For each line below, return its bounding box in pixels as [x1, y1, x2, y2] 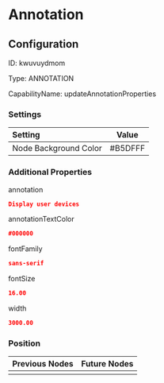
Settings [8, 109, 42, 120]
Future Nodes [81, 358, 134, 369]
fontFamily [8, 244, 43, 253]
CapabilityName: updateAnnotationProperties [8, 89, 157, 99]
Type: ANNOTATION [8, 74, 74, 83]
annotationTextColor [8, 215, 74, 224]
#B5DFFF [109, 143, 145, 154]
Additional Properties [8, 167, 93, 178]
